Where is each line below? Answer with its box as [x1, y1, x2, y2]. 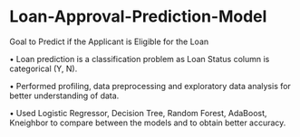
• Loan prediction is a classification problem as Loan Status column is [9, 53, 270, 64]
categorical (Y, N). [9, 63, 78, 74]
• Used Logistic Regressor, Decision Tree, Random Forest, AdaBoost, [9, 107, 267, 118]
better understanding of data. [9, 90, 120, 101]
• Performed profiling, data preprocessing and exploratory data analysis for [9, 80, 292, 91]
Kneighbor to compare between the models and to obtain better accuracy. [9, 117, 286, 128]
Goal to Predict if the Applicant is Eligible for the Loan [9, 36, 209, 47]
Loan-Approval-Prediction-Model [9, 6, 267, 27]
